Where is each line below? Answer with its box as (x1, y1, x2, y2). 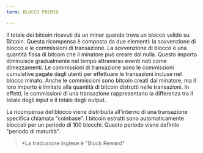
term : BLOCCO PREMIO (6, 9, 59, 15)
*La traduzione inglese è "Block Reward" (21, 139, 125, 147)
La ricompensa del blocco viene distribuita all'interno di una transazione (6, 108, 188, 115)
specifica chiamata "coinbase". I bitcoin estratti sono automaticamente (6, 114, 185, 122)
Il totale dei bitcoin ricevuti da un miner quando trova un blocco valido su (6, 31, 190, 39)
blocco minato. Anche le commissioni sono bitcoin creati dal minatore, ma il (6, 76, 196, 84)
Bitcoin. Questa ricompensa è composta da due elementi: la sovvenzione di (6, 37, 196, 45)
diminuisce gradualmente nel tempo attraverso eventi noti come (6, 57, 167, 64)
